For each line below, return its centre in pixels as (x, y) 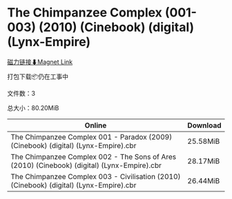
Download (204, 125)
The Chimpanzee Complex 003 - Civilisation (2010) (96, 176)
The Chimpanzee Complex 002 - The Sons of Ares (94, 156)
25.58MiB (204, 141)
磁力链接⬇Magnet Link (40, 62)
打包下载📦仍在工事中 (38, 76)
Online (96, 125)
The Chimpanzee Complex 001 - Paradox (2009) (91, 137)
